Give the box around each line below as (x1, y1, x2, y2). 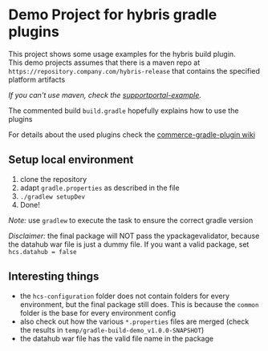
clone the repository (19, 174, 87, 184)
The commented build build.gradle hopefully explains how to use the (8, 106, 239, 115)
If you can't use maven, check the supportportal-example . (8, 90, 202, 99)
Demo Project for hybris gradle (8, 6, 217, 24)
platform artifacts (8, 75, 66, 84)
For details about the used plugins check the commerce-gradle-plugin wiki (8, 130, 255, 139)
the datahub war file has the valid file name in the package (19, 333, 214, 343)
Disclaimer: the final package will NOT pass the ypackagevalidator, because (8, 231, 260, 240)
